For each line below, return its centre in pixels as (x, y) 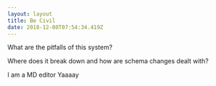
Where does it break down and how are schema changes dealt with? (108, 61)
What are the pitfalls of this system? (60, 48)
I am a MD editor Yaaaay (43, 75)
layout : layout (30, 14)
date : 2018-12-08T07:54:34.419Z (55, 27)
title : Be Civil (31, 21)
